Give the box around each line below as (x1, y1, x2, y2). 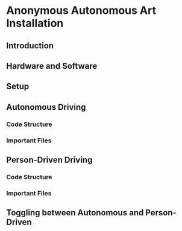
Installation (6, 16, 64, 30)
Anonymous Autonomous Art (6, 4, 157, 17)
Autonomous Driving (6, 102, 86, 112)
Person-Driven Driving (6, 154, 93, 165)
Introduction (6, 40, 54, 51)
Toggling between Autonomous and (6, 207, 144, 218)
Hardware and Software (6, 61, 98, 71)
